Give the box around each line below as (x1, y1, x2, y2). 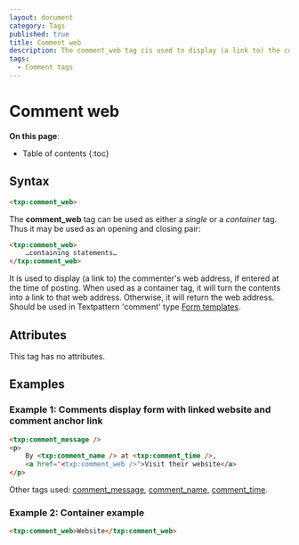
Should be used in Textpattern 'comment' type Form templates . (9, 301, 242, 312)
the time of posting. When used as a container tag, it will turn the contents (9, 283, 281, 293)
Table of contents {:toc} (21, 148, 109, 159)
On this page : (9, 130, 60, 141)
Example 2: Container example (9, 506, 145, 518)
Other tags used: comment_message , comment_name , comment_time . (9, 484, 269, 495)
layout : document (9, 12, 74, 22)
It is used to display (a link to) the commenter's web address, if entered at (9, 273, 279, 284)
